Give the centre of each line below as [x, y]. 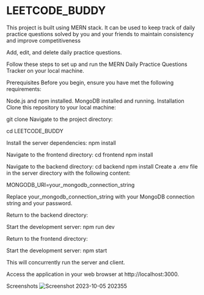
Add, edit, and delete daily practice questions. [64, 52]
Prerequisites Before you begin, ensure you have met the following [90, 82]
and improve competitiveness [44, 40]
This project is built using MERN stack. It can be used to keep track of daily [101, 27]
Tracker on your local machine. [45, 70]
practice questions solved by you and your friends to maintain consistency [100, 34]
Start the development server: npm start [57, 250]
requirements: [24, 89]
